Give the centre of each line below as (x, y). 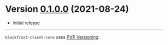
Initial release (26, 23)
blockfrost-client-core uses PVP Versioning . (52, 37)
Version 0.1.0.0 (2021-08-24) (67, 9)
